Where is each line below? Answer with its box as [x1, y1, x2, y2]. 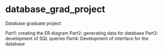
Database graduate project [5, 20, 61, 26]
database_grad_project [5, 4, 106, 15]
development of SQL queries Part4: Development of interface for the [5, 35, 149, 41]
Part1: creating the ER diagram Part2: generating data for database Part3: [5, 30, 158, 36]
